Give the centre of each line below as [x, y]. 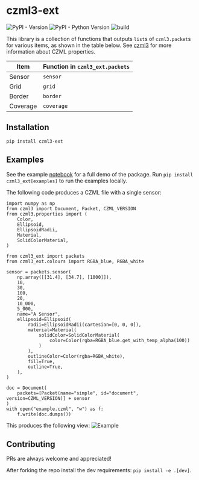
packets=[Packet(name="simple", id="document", [78, 393]
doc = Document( [27, 388]
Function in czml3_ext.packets [87, 66]
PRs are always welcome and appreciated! [59, 459]
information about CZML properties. [51, 51]
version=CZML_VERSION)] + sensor [48, 398]
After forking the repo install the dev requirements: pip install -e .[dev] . [99, 470]
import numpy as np [31, 203]
